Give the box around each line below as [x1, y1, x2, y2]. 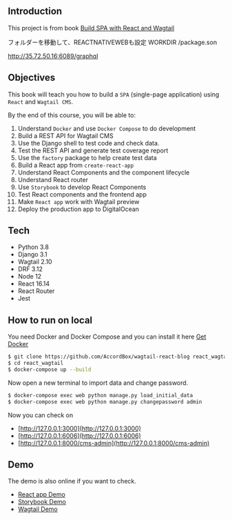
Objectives [8, 72, 56, 83]
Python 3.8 [17, 243, 49, 251]
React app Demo [17, 490, 66, 499]
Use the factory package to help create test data [17, 153, 157, 161]
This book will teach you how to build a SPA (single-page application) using [8, 90, 220, 99]
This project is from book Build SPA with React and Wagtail [8, 23, 175, 32]
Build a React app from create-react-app [17, 161, 134, 169]
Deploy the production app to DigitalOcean [17, 205, 140, 213]
